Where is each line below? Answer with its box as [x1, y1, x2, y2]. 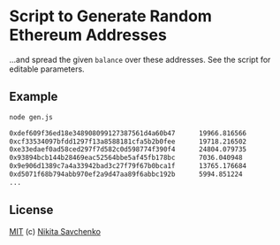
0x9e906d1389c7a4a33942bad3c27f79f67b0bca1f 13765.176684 [9, 162, 247, 171]
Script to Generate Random [9, 6, 212, 27]
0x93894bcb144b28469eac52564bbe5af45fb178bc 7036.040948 [9, 153, 243, 163]
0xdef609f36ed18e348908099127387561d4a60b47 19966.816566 [9, 128, 247, 138]
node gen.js [9, 112, 53, 121]
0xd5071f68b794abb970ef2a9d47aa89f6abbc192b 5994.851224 [9, 170, 243, 179]
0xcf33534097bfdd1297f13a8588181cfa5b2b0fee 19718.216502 [9, 137, 247, 146]
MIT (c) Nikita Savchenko [9, 226, 102, 236]
